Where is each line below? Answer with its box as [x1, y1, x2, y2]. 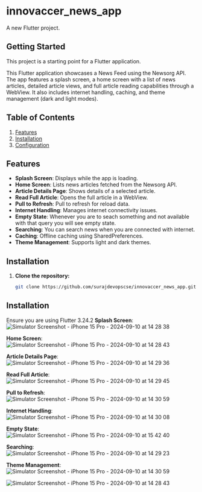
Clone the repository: [14, 273, 70, 280]
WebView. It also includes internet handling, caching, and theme [6, 89, 166, 96]
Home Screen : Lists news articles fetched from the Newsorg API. [14, 181, 177, 188]
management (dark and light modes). [6, 95, 98, 102]
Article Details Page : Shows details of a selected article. [14, 188, 156, 195]
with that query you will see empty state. [14, 219, 116, 227]
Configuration [14, 141, 49, 148]
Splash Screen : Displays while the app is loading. [14, 175, 139, 182]
